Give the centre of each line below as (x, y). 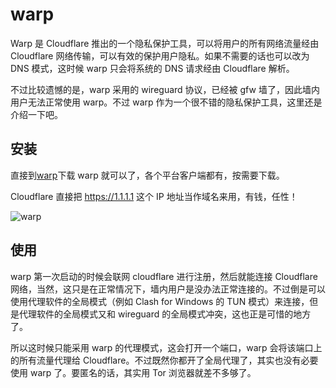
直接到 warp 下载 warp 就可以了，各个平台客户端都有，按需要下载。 (147, 175)
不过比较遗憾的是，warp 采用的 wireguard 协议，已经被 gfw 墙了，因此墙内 (165, 89)
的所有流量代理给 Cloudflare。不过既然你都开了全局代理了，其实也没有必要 (164, 360)
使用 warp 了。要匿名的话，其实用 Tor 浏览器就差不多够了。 (133, 372)
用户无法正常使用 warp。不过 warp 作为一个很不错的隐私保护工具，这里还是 (166, 102)
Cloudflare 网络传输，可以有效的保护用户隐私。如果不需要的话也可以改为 (160, 55)
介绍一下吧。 (36, 114)
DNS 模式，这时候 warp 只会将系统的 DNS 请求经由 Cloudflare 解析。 (152, 68)
